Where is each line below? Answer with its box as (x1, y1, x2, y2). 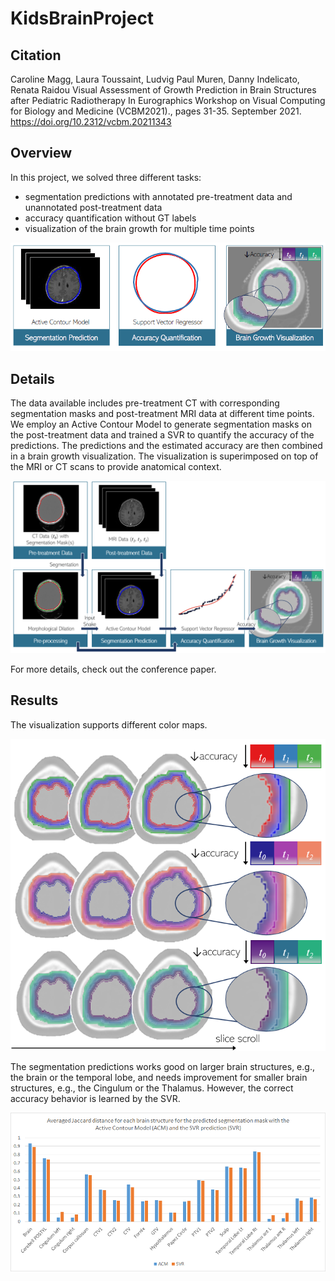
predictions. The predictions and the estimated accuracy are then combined (10, 440, 323, 452)
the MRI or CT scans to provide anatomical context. (10, 461, 222, 473)
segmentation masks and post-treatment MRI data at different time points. (10, 408, 315, 420)
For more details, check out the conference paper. (10, 663, 217, 675)
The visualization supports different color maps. (10, 718, 208, 731)
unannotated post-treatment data (24, 201, 163, 213)
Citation (10, 47, 62, 64)
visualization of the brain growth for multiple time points (24, 222, 255, 234)
